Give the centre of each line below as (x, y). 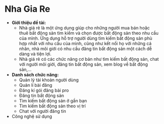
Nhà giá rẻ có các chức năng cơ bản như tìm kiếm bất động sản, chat (89, 59)
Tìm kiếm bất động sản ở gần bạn (53, 100)
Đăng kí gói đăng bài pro (44, 90)
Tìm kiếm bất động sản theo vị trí (52, 106)
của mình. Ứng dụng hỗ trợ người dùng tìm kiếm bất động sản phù (86, 38)
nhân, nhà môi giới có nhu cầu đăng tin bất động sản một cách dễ (85, 49)
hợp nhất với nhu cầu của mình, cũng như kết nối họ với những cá (85, 43)
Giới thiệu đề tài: (29, 23)
